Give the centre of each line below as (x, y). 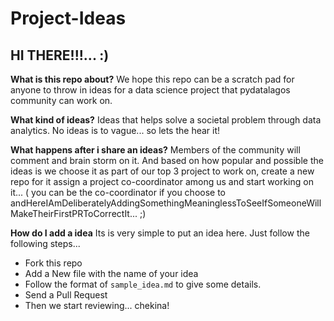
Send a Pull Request (66, 295)
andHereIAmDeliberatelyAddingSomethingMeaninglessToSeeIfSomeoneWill (166, 203)
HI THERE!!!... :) (60, 55)
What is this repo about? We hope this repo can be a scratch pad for (152, 79)
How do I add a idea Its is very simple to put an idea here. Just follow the (160, 233)
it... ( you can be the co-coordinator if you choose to (118, 192)
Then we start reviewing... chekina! (97, 305)
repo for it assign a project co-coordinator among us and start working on (162, 181)
